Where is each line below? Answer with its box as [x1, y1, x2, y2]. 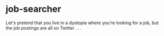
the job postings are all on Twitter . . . [5, 25, 82, 31]
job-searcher [5, 3, 61, 15]
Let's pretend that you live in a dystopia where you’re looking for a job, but [5, 20, 159, 26]
